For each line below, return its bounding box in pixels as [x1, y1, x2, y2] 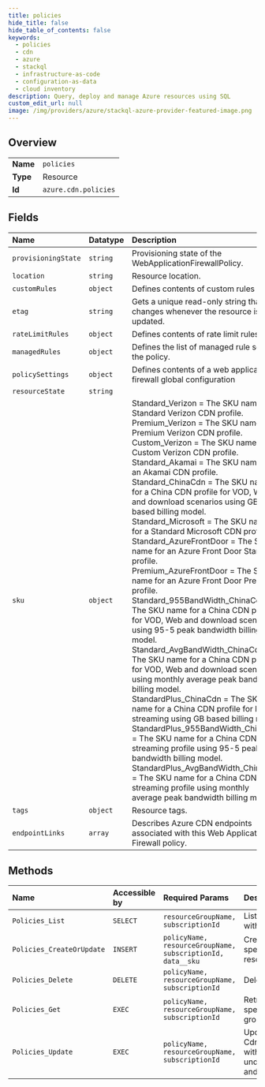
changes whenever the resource [131, 305, 252, 316]
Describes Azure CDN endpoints [131, 817, 252, 828]
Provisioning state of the [131, 248, 222, 259]
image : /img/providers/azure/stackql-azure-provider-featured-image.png [8, 107, 252, 115]
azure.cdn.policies [42, 185, 116, 194]
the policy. [131, 351, 171, 362]
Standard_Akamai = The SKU [131, 457, 239, 468]
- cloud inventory [15, 84, 77, 93]
